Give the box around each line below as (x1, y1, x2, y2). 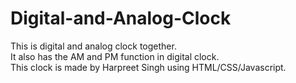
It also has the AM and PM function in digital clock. (10, 50, 220, 62)
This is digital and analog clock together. (10, 40, 177, 52)
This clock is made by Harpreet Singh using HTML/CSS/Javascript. (10, 61, 287, 73)
